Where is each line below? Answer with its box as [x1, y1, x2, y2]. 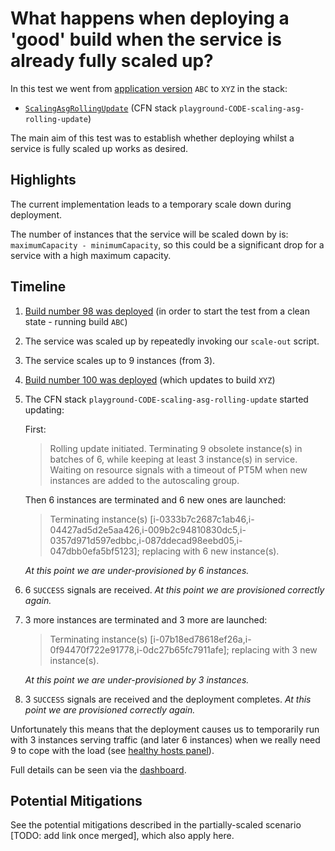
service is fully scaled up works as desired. [10, 142, 189, 154]
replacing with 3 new [231, 643, 318, 656]
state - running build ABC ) [24, 315, 128, 327]
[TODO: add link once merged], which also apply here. [10, 830, 235, 842]
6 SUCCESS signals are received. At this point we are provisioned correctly [24, 583, 325, 596]
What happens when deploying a [10, 7, 290, 30]
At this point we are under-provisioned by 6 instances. [24, 564, 250, 576]
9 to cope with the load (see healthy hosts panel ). [10, 744, 215, 756]
